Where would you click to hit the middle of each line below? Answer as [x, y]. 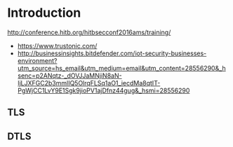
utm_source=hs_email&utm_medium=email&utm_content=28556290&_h [121, 68]
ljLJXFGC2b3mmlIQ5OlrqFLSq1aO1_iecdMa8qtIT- [89, 83]
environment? [37, 60]
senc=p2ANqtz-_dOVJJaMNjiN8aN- [69, 76]
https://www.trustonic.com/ [57, 45]
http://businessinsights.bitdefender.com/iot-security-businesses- [112, 53]
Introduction [44, 13]
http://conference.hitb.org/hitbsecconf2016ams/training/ [89, 32]
